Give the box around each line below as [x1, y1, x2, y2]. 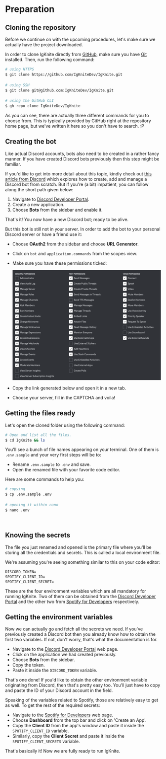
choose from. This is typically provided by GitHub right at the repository [5, 118, 152, 124]
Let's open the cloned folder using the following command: [5, 422, 125, 428]
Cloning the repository [5, 23, 76, 32]
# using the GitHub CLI [5, 98, 54, 103]
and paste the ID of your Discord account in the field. [5, 687, 113, 693]
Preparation [5, 3, 55, 15]
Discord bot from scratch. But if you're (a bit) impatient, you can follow [5, 181, 149, 187]
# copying [5, 487, 26, 492]
